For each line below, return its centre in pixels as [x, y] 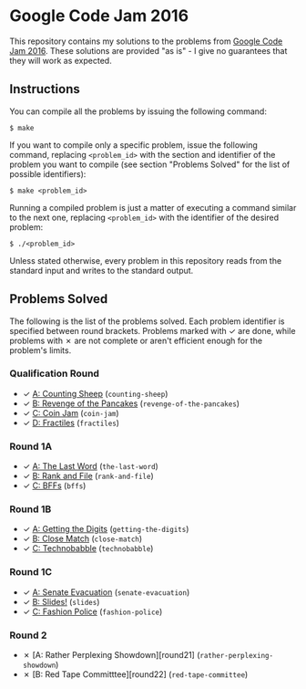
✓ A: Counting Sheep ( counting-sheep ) [95, 393]
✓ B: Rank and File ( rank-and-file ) [88, 476]
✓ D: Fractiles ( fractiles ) [71, 423]
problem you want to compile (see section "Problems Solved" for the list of [150, 164]
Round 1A [31, 446]
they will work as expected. [61, 60]
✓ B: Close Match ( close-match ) [82, 538]
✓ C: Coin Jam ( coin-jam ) [71, 412]
